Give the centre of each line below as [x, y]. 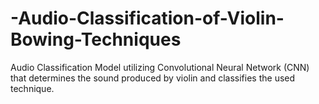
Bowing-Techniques [96, 39]
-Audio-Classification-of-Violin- [147, 18]
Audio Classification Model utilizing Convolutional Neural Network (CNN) [160, 67]
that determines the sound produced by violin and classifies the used [153, 78]
